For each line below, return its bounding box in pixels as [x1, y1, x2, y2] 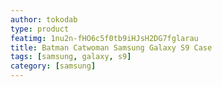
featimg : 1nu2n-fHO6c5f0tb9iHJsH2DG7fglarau [10, 33, 199, 43]
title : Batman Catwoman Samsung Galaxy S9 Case [10, 42, 213, 53]
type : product [10, 24, 70, 34]
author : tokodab [10, 14, 78, 25]
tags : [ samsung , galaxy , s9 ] [10, 52, 132, 62]
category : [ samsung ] [10, 61, 97, 71]
